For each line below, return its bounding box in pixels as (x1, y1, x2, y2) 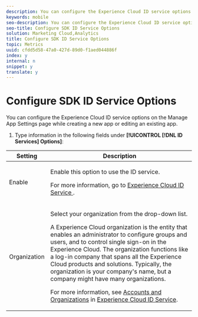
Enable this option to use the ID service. (50, 168, 160, 176)
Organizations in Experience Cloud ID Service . (50, 296, 178, 304)
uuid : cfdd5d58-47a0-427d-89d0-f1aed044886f (6, 47, 117, 53)
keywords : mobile (6, 14, 49, 20)
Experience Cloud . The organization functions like (50, 246, 189, 254)
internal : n (6, 58, 35, 64)
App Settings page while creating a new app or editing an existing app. (6, 120, 178, 128)
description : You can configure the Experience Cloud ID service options (6, 8, 192, 15)
